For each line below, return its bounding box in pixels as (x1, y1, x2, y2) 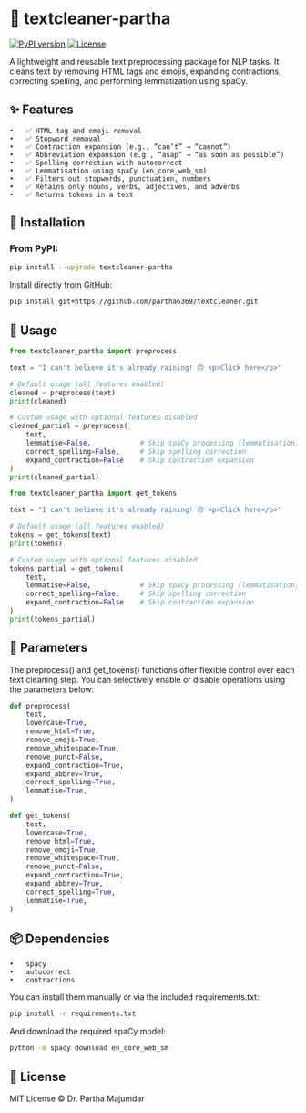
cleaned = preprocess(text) (9, 388, 117, 397)
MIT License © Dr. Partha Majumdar (9, 1093, 145, 1104)
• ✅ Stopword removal (9, 134, 102, 143)
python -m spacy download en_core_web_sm (9, 1044, 169, 1053)
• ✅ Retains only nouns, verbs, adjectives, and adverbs (9, 182, 240, 191)
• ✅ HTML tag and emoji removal (9, 126, 142, 135)
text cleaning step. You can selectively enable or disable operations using (9, 674, 285, 685)
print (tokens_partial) (9, 614, 96, 624)
